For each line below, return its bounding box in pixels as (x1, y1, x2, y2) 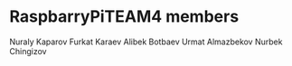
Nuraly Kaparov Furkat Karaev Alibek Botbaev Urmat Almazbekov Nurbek (9, 36, 283, 47)
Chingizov (9, 45, 47, 56)
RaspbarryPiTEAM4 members (9, 6, 240, 27)
